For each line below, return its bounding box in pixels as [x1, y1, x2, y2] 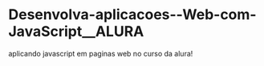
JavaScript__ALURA [8, 22, 144, 41]
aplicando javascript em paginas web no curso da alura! [8, 49, 193, 58]
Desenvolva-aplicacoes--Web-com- [8, 6, 257, 24]
